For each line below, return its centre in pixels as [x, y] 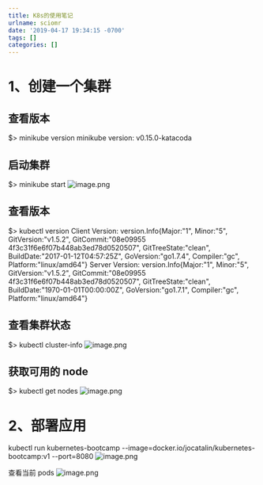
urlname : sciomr [35, 23]
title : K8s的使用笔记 [41, 15]
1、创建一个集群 [60, 87]
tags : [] [23, 38]
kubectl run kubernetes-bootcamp [64, 448]
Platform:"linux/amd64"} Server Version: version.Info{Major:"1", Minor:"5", [129, 264]
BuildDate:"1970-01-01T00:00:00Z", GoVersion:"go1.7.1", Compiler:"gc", [124, 289]
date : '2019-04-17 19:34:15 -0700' [67, 30]
